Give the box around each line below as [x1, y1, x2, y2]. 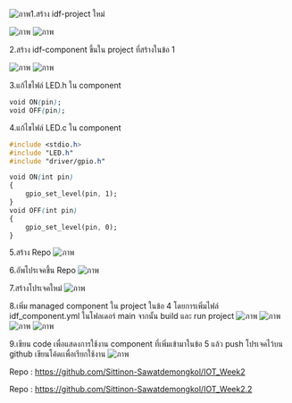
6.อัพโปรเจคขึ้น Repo [9, 264, 76, 276]
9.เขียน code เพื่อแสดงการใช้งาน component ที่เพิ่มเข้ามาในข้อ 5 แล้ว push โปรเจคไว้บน [9, 339, 284, 349]
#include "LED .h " [9, 148, 74, 157]
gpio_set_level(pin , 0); [25, 222, 118, 231]
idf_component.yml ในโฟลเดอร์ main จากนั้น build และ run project [9, 311, 235, 322]
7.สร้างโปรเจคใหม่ [9, 282, 63, 294]
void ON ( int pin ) [9, 172, 74, 182]
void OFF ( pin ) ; [9, 105, 66, 115]
